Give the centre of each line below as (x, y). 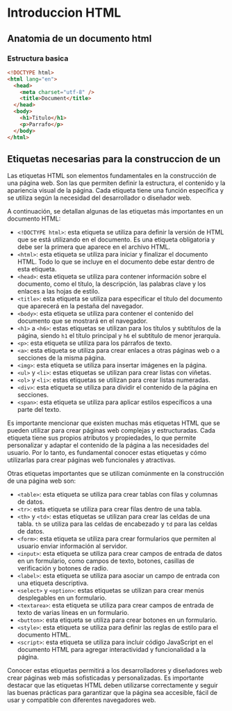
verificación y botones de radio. (63, 568)
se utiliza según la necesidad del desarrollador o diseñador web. (100, 198)
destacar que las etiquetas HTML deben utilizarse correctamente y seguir (113, 685)
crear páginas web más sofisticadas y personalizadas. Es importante (106, 678)
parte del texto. (39, 410)
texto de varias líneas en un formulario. (73, 613)
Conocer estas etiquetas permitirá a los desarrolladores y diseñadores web (115, 671)
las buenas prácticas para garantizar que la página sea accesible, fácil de (112, 693)
